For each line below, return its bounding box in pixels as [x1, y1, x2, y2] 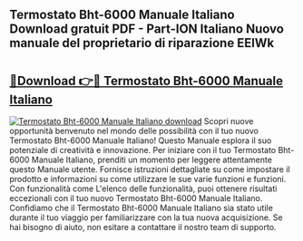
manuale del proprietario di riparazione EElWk [9, 35, 275, 51]
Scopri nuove [203, 116, 254, 126]
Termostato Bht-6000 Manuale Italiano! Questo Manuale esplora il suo [9, 135, 272, 146]
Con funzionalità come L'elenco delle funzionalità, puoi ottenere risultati [9, 183, 278, 194]
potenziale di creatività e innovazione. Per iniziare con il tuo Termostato [9, 145, 277, 155]
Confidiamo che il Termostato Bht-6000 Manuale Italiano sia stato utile [9, 203, 274, 213]
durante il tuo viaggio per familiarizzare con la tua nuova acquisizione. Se [9, 212, 283, 223]
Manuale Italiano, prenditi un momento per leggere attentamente [31, 154, 272, 165]
